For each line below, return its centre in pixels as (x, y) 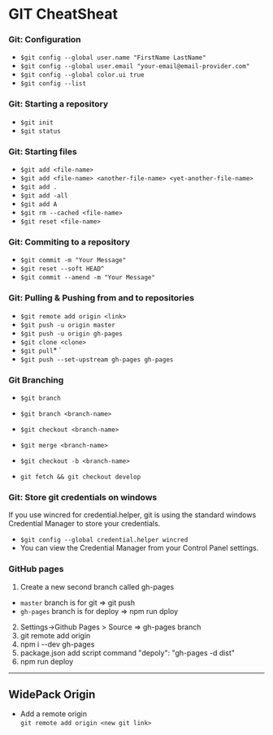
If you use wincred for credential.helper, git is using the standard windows (132, 515)
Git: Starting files (43, 151)
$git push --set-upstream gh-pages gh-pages (97, 359)
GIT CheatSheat (63, 14)
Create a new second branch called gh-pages (97, 586)
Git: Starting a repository (58, 104)
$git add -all (44, 196)
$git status (40, 131)
